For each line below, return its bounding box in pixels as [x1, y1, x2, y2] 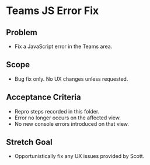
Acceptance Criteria [6, 92, 81, 102]
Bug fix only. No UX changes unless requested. [14, 75, 128, 82]
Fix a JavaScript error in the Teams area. [14, 43, 113, 50]
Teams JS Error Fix [6, 4, 99, 18]
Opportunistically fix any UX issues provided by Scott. [14, 153, 145, 160]
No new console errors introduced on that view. [14, 120, 130, 127]
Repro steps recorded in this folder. [14, 108, 100, 115]
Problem [6, 27, 38, 37]
